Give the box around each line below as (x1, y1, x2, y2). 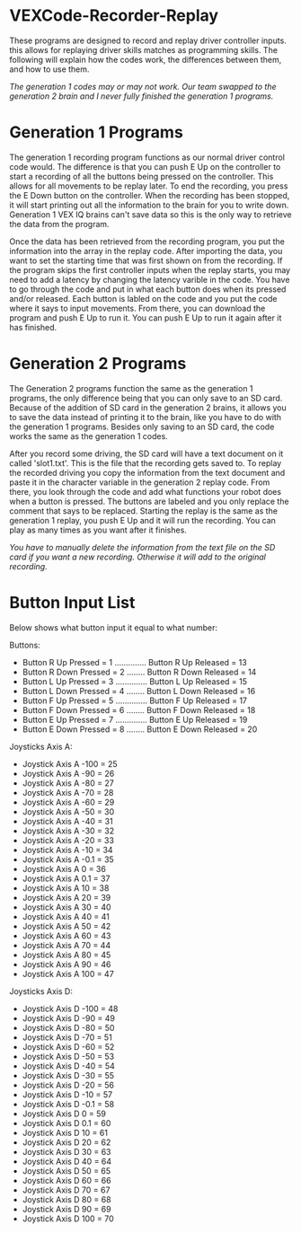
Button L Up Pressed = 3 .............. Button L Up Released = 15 (22, 675, 248, 687)
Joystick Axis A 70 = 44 (22, 939, 111, 950)
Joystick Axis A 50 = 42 (22, 920, 111, 931)
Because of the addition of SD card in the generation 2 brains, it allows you (9, 401, 288, 413)
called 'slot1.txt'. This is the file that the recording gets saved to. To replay (9, 457, 282, 468)
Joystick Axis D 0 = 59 (22, 1108, 106, 1119)
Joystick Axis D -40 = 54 (22, 1061, 115, 1071)
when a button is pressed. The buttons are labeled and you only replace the (9, 496, 289, 506)
